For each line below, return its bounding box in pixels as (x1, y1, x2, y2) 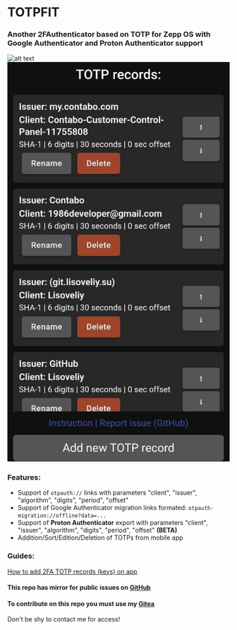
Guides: (7, 551, 35, 561)
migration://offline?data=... (17, 512, 107, 519)
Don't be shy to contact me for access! (7, 615, 121, 624)
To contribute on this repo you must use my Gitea (7, 599, 155, 607)
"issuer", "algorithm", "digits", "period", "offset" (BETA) (17, 526, 178, 535)
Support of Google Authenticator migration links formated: (17, 504, 187, 512)
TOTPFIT (7, 4, 60, 20)
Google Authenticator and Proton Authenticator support (7, 38, 203, 48)
